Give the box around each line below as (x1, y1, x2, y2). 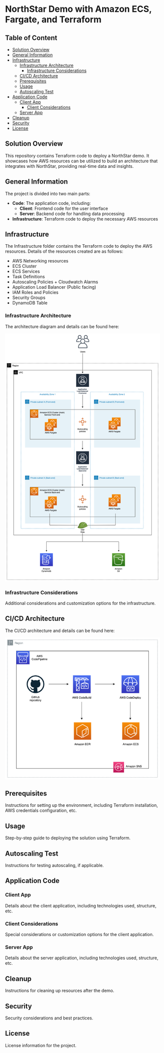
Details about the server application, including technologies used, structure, (5, 955, 159, 961)
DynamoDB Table (12, 300, 48, 306)
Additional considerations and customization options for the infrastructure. (5, 600, 156, 606)
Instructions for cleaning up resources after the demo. (5, 988, 114, 994)
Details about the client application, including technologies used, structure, (5, 903, 157, 908)
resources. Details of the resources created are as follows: (5, 248, 124, 255)
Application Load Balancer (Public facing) (12, 284, 97, 290)
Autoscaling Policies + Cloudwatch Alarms (12, 279, 98, 285)
